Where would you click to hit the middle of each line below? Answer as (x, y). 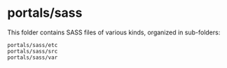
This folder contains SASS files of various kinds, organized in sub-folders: (114, 32)
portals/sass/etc (33, 45)
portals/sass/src (33, 51)
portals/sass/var (33, 57)
